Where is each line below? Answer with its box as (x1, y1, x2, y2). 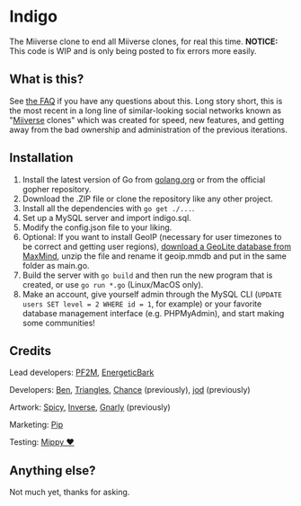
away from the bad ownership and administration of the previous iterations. (9, 124, 288, 135)
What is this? (9, 72, 84, 87)
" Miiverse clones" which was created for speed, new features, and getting (9, 114, 285, 125)
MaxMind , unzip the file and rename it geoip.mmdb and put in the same (22, 250, 288, 262)
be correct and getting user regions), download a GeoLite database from (22, 241, 292, 252)
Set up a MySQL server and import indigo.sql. (22, 212, 191, 223)
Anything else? (9, 463, 96, 478)
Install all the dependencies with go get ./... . (22, 202, 195, 213)
